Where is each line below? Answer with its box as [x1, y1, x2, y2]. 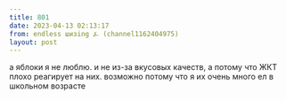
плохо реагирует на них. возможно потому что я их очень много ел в [9, 72, 274, 82]
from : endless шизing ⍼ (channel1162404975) [9, 29, 179, 38]
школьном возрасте [9, 81, 86, 91]
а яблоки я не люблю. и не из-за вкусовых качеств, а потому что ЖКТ [9, 62, 278, 73]
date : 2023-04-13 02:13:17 [9, 21, 110, 30]
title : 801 [9, 12, 50, 22]
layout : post [9, 37, 58, 47]
